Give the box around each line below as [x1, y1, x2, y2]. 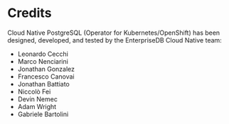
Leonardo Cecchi [17, 50, 69, 58]
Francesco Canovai [17, 72, 75, 81]
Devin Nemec [17, 94, 58, 103]
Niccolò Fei [17, 87, 51, 96]
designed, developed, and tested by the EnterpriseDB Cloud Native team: [7, 35, 222, 44]
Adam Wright [17, 102, 57, 111]
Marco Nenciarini [17, 57, 69, 65]
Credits [7, 5, 52, 21]
